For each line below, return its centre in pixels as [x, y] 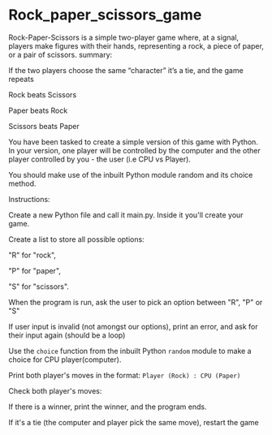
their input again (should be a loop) [67, 335]
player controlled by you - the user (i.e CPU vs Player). [99, 159]
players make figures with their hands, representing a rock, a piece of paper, [136, 45]
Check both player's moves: [55, 390]
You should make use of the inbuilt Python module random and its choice [131, 174]
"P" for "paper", [35, 270]
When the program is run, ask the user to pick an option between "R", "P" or [136, 302]
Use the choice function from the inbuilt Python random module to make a [130, 351]
